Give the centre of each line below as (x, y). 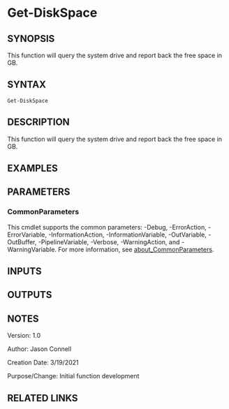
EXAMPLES (32, 169)
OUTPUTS (30, 295)
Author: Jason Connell (39, 349)
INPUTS (24, 271)
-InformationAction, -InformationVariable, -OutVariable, (128, 235)
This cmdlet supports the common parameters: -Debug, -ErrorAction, (107, 227)
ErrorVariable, (27, 235)
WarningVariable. (32, 249)
